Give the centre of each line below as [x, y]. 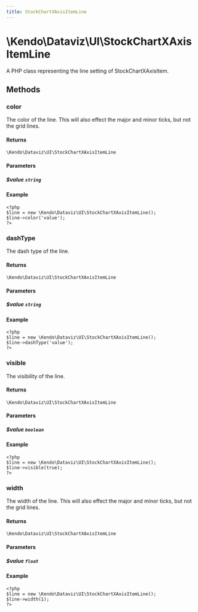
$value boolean [25, 429]
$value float [22, 560]
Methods [23, 90]
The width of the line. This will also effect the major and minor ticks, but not [99, 501]
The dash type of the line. [38, 251]
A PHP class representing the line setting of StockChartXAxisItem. [88, 71]
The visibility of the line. [36, 376]
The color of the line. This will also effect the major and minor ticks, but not [99, 120]
